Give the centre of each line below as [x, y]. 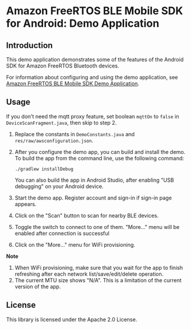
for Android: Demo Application [83, 23]
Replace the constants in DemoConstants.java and [75, 134]
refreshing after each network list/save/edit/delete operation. [89, 274]
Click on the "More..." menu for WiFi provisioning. [75, 244]
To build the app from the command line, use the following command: [99, 158]
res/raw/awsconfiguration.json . [54, 140]
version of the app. [38, 286]
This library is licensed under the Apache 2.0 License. [72, 319]
